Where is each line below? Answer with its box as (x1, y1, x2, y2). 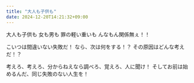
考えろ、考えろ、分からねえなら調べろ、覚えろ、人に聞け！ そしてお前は (6, 63, 183, 70)
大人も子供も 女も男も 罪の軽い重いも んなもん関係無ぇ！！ (6, 30, 150, 38)
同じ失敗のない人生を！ (31, 70, 89, 77)
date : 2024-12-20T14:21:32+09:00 (6, 14, 88, 20)
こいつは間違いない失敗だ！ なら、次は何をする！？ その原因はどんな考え (6, 43, 185, 50)
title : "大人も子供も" (6, 8, 57, 15)
